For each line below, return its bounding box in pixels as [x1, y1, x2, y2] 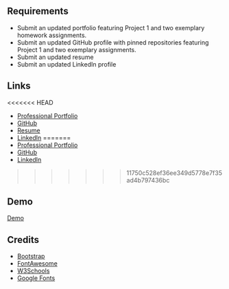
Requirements [7, 5, 69, 17]
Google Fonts [16, 274, 56, 282]
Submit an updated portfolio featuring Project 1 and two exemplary [16, 23, 205, 32]
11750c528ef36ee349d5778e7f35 [126, 168, 223, 177]
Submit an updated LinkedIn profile [16, 60, 117, 68]
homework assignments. [16, 31, 87, 39]
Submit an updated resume [16, 53, 94, 61]
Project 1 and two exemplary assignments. [16, 45, 137, 54]
